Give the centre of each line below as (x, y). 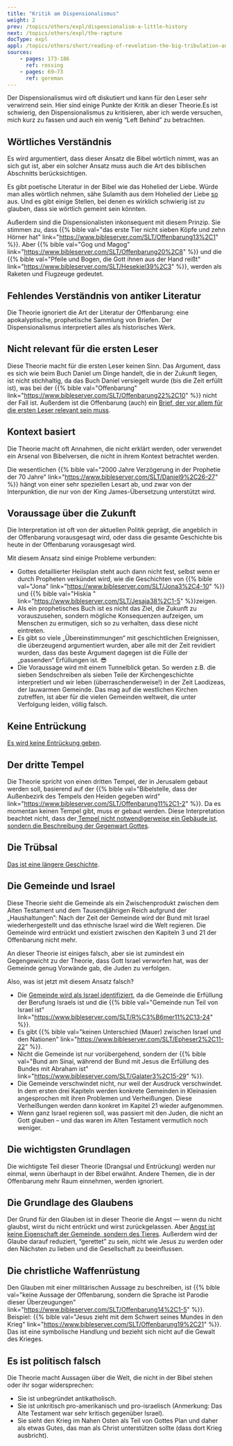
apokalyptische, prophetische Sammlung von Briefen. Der (89, 320)
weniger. (30, 1127)
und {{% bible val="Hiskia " (56, 594)
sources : (20, 53)
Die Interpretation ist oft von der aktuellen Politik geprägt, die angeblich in (112, 530)
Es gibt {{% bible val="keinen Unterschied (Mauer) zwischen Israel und (119, 1032)
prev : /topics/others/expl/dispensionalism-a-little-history (97, 26)
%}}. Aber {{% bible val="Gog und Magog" (69, 244)
